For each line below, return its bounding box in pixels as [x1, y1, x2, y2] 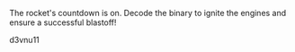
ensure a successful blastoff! [9, 17, 117, 28]
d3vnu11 [9, 35, 40, 45]
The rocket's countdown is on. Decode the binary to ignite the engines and [9, 8, 287, 18]
